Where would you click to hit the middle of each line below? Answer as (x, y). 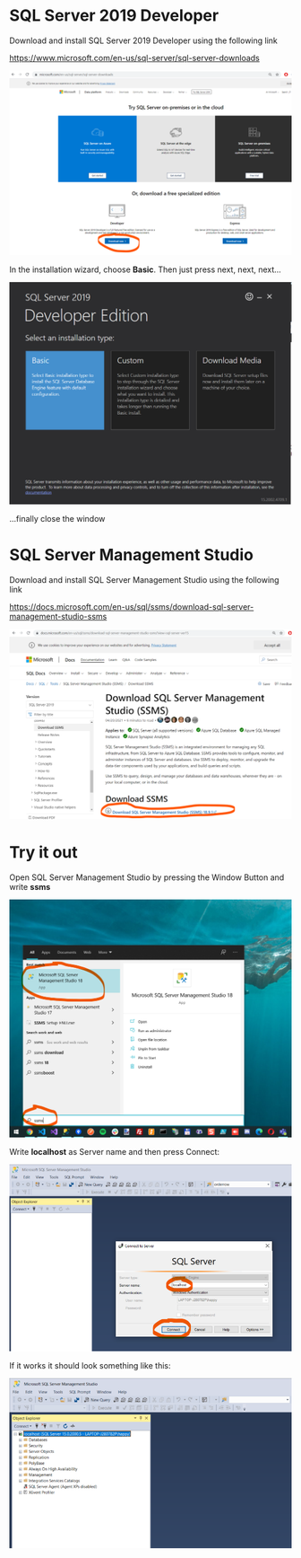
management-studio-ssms (58, 616)
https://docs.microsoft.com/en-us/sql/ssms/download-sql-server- (132, 606)
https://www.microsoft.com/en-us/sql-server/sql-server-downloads (134, 57)
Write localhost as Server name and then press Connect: (115, 1151)
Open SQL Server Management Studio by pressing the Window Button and (147, 877)
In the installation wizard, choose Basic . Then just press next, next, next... (146, 269)
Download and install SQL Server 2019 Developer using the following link (143, 40)
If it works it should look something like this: (90, 1366)
